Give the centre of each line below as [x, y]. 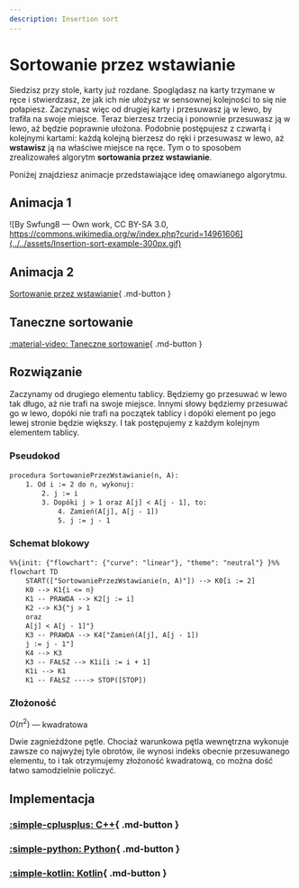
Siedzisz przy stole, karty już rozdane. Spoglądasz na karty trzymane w [142, 89]
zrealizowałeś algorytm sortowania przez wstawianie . [111, 157]
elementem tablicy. [45, 432]
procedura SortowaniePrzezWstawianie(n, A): [94, 476]
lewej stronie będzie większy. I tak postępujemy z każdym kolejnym [135, 422]
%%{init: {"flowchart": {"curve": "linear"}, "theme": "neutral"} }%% [145, 563]
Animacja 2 [42, 272]
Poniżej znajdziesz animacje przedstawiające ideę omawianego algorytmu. [149, 174]
